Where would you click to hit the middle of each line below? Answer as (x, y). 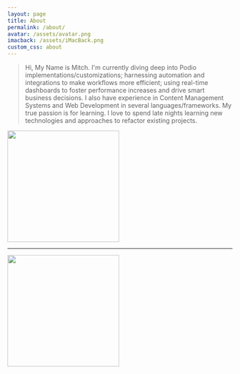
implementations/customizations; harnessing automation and (115, 75)
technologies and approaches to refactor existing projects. (111, 121)
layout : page (27, 14)
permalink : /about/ (36, 27)
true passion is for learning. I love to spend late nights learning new (124, 113)
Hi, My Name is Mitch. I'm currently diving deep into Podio (111, 67)
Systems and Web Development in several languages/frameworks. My (128, 105)
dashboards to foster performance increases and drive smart (115, 90)
